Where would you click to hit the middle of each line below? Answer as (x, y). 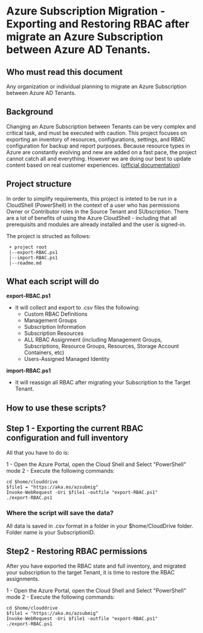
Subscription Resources (54, 333)
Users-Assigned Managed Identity (67, 359)
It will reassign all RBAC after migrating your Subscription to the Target (103, 383)
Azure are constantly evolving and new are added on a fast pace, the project (101, 152)
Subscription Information (55, 327)
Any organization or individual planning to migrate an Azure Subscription (97, 86)
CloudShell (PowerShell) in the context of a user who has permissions (93, 205)
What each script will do (53, 281)
